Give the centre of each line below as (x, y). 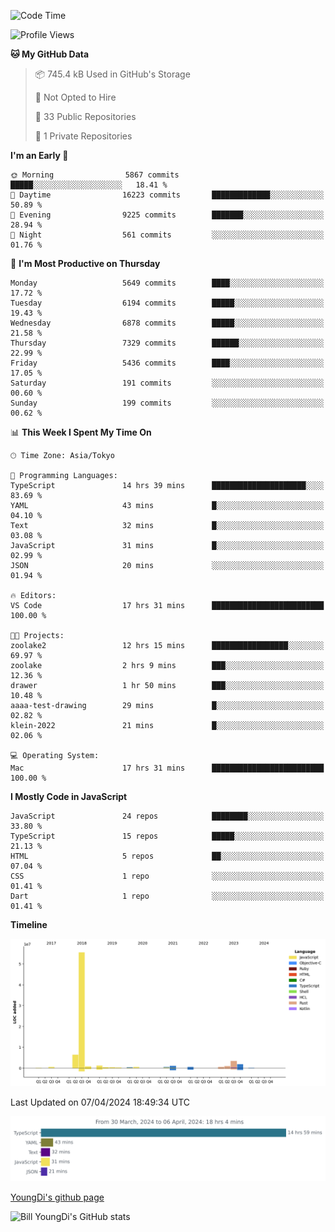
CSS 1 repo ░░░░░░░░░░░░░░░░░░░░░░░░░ (167, 876)
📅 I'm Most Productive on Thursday (85, 263)
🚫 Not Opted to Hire (75, 97)
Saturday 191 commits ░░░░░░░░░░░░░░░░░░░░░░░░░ (167, 383)
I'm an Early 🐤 (39, 155)
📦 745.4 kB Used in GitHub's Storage (112, 74)
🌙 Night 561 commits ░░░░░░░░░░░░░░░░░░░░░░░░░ (167, 235)
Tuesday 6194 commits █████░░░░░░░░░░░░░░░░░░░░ (167, 303)
